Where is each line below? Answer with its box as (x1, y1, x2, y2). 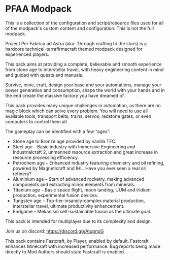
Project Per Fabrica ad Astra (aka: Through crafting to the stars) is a (5, 40, 147, 46)
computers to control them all (5, 118, 67, 124)
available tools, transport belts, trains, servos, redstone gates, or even (5, 113, 151, 119)
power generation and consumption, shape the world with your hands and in (5, 87, 165, 93)
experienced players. (5, 51, 50, 57)
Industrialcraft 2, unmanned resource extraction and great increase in (12, 149, 158, 155)
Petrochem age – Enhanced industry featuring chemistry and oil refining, (12, 159, 165, 166)
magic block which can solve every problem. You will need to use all (5, 108, 148, 114)
